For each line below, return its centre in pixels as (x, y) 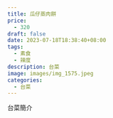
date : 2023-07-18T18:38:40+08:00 (57, 41)
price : (17, 21)
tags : (15, 47)
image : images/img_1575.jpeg (50, 73)
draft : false (27, 34)
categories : (25, 80)
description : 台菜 (33, 67)
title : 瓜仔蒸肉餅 (32, 14)
